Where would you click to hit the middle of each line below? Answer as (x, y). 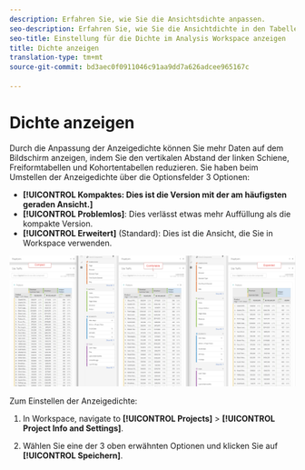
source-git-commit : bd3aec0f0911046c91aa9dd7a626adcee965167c (129, 67)
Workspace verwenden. (67, 243)
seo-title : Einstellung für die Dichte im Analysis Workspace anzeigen (148, 38)
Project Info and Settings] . (73, 428)
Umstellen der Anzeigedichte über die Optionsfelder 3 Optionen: (130, 176)
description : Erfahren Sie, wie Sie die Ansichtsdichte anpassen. (138, 19)
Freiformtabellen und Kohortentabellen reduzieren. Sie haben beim (134, 167)
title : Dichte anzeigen (54, 48)
